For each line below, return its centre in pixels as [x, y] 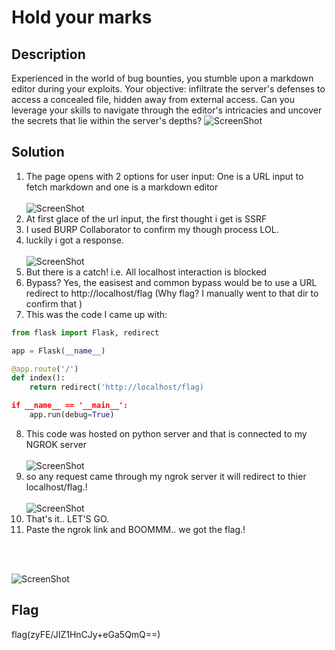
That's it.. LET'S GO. [67, 518]
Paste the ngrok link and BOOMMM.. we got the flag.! [135, 529]
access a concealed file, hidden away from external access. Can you [153, 99]
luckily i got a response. [74, 240]
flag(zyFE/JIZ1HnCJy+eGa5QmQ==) [86, 634]
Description [48, 54]
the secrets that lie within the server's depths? [107, 120]
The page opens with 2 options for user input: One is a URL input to [164, 176]
